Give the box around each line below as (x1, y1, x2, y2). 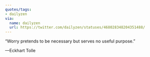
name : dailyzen (9, 20, 41, 26)
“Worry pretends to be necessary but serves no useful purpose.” (5, 38, 135, 44)
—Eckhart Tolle (5, 48, 36, 54)
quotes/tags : (5, 7, 32, 12)
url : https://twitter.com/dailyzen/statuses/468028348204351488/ (9, 25, 146, 30)
